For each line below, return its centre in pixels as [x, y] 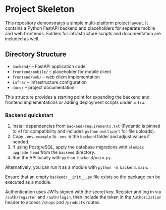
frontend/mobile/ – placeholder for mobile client [62, 71]
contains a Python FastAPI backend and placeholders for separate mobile [80, 28]
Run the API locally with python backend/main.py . [62, 158]
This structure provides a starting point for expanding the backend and [77, 97]
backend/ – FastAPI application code [49, 66]
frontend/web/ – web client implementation [56, 77]
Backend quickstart [29, 115]
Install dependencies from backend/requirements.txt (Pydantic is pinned [86, 126]
